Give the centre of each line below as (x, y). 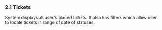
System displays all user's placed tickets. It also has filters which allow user (81, 18)
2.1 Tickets (18, 7)
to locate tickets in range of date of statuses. (50, 22)
